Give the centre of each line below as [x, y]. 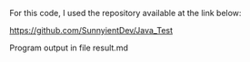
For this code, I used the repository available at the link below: [125, 13]
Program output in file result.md [69, 48]
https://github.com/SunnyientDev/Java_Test [91, 30]
